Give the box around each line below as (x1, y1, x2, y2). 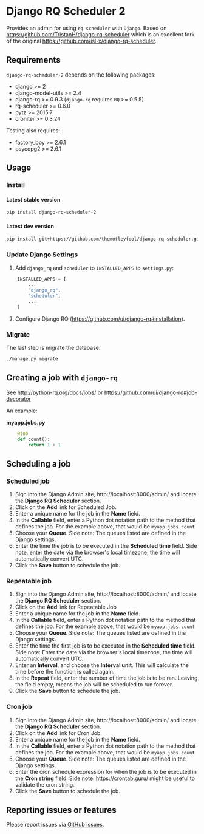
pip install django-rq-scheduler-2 (6, 210, 97, 216)
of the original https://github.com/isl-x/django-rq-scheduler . (6, 37, 157, 44)
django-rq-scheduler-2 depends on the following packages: (6, 71, 156, 78)
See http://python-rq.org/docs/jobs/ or (6, 389, 103, 396)
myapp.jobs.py (6, 419, 46, 426)
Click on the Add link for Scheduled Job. (15, 504, 117, 511)
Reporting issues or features (6, 805, 117, 815)
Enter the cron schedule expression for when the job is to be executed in (15, 768, 197, 775)
